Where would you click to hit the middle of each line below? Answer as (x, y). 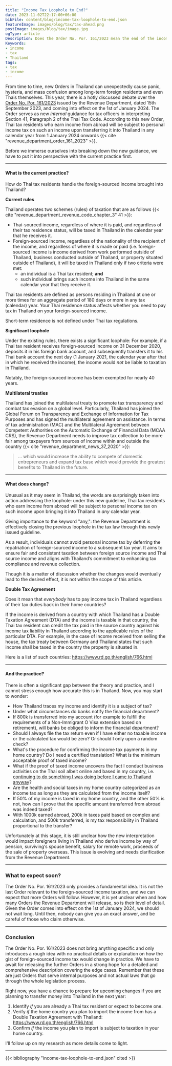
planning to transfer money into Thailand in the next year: (66, 996)
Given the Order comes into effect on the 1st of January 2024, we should (82, 908)
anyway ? (22, 782)
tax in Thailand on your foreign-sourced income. (56, 311)
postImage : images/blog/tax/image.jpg (47, 29)
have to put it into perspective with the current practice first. (69, 156)
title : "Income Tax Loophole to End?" (47, 10)
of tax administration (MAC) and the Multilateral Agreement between (77, 425)
